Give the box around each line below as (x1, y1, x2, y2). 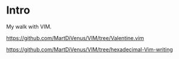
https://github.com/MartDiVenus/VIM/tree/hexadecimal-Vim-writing (6, 45, 174, 53)
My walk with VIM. (6, 23, 52, 30)
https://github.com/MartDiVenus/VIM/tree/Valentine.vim (6, 34, 144, 41)
